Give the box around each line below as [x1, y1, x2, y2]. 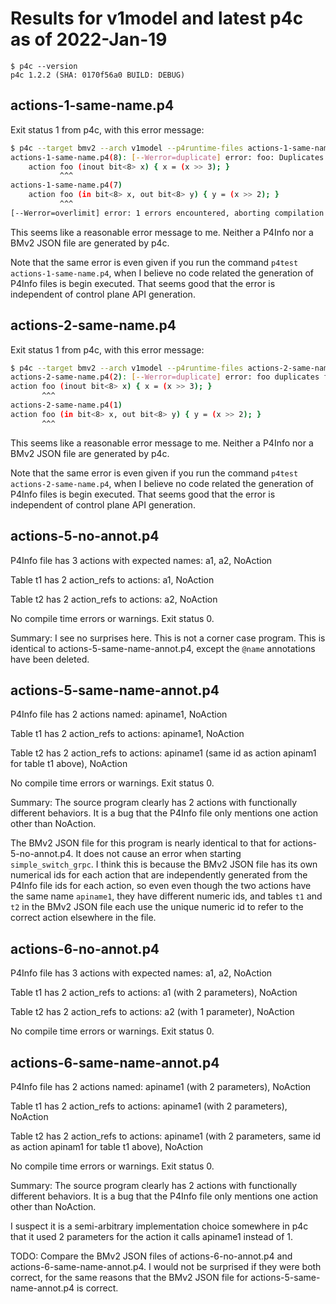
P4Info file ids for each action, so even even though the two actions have [10, 880, 312, 892]
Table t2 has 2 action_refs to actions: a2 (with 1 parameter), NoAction [10, 1006, 295, 1018]
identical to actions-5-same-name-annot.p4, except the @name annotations [10, 642, 316, 654]
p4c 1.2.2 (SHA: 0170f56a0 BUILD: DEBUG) [10, 70, 186, 80]
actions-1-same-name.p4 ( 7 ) [10, 180, 123, 191]
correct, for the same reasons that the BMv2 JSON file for [10, 1271, 249, 1283]
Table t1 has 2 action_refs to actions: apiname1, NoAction [10, 728, 245, 740]
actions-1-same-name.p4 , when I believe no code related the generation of [10, 267, 315, 279]
